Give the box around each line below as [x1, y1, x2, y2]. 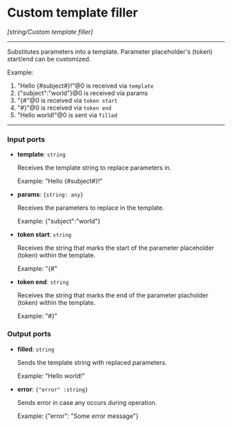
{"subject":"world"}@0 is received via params [17, 88, 148, 97]
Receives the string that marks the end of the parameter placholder [17, 291, 209, 299]
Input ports [7, 135, 46, 144]
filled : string [17, 345, 55, 353]
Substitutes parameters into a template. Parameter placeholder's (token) [7, 47, 213, 56]
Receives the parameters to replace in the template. [17, 203, 164, 212]
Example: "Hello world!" [17, 371, 85, 380]
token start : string [17, 230, 72, 239]
